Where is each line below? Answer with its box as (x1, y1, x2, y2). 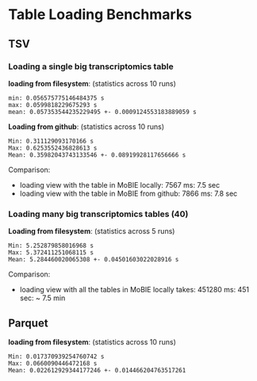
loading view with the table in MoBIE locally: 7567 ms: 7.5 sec (19, 180, 221, 189)
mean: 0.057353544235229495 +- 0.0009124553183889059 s (8, 108, 197, 116)
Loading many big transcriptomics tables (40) (8, 208, 189, 219)
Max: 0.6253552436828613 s (8, 144, 98, 152)
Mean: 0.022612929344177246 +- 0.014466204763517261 (8, 366, 186, 374)
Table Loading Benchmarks (8, 6, 193, 24)
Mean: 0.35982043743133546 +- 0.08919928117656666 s (8, 150, 186, 159)
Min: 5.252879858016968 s (8, 242, 94, 250)
